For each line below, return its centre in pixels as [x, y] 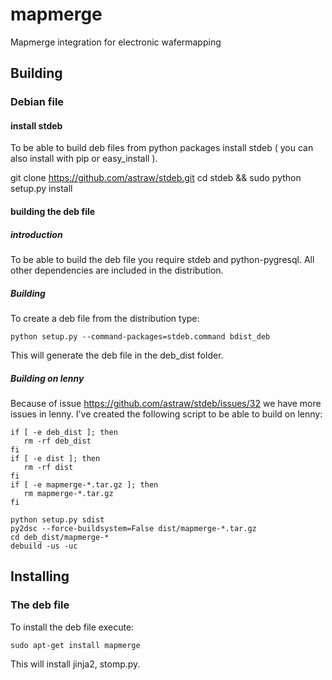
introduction [36, 234]
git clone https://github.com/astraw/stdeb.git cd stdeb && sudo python [156, 178]
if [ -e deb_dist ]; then [64, 432]
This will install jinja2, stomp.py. [75, 664]
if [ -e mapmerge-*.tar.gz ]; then [84, 484]
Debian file [37, 102]
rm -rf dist [48, 467]
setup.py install [41, 189]
